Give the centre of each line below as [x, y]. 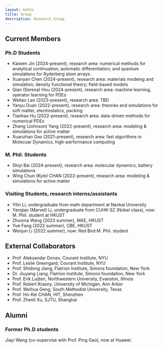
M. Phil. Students [26, 155]
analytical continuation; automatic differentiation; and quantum [75, 69]
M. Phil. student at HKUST [39, 215]
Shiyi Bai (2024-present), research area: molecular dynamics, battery [82, 165]
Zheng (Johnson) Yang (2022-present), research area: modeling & [79, 127]
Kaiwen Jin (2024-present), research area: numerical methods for [79, 63]
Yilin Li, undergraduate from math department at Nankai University [79, 204]
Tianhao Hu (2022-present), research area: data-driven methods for [81, 116]
